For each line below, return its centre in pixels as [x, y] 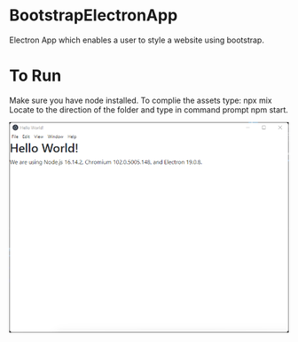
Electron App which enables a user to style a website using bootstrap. [137, 40]
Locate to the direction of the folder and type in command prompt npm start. [149, 109]
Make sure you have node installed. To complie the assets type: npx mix [141, 100]
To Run [35, 76]
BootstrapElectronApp [94, 16]
